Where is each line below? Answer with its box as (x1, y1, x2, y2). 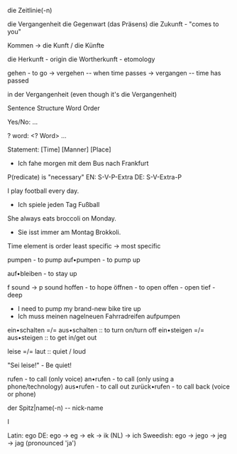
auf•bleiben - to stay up (7, 270, 77, 278)
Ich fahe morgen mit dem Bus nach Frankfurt (17, 159, 149, 167)
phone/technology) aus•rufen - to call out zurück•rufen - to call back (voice (7, 382, 231, 391)
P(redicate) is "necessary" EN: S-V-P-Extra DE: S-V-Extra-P (7, 173, 182, 181)
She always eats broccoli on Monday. (7, 214, 117, 223)
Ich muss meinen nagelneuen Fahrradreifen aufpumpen (17, 312, 181, 320)
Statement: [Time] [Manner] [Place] (7, 145, 111, 154)
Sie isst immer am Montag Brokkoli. (17, 228, 121, 236)
